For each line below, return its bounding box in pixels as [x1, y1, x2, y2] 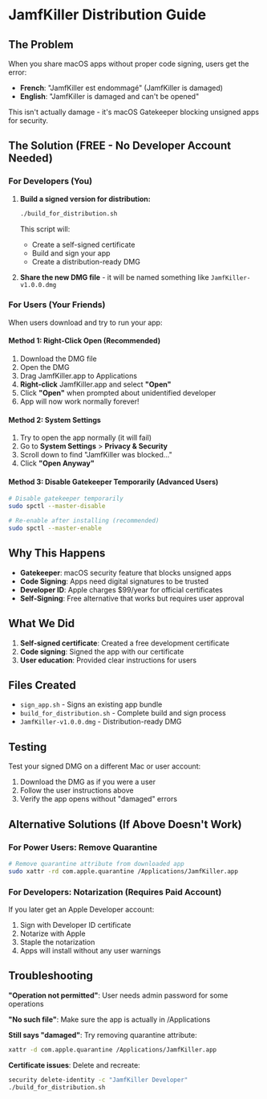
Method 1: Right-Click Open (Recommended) [8, 336, 161, 346]
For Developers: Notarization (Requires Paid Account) [8, 886, 222, 897]
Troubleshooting [8, 969, 94, 982]
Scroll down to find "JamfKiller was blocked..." [19, 450, 172, 460]
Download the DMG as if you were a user [19, 777, 156, 787]
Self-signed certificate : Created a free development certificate [19, 638, 230, 648]
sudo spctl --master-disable [8, 502, 106, 511]
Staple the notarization [19, 937, 95, 946]
